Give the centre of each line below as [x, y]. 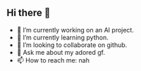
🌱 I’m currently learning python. [62, 37]
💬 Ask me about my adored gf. [61, 52]
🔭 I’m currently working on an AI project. [75, 30]
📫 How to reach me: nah [53, 60]
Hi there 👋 [29, 13]
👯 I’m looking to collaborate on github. [72, 45]
